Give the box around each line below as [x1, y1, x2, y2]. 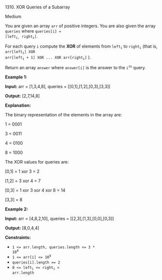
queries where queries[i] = [5, 28, 62, 34]
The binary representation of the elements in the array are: [5, 112, 122, 117]
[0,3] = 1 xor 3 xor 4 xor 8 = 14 [5, 187, 65, 193]
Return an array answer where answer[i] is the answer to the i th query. [5, 64, 146, 70]
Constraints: [5, 234, 31, 240]
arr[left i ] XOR [5, 49, 35, 55]
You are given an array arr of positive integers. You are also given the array [5, 23, 156, 29]
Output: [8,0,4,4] [5, 225, 40, 231]
